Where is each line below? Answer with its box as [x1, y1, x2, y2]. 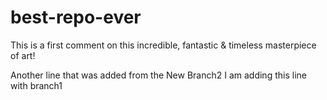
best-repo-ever [10, 6, 142, 29]
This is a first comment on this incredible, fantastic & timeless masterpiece [10, 39, 317, 51]
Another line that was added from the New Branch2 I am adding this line [10, 69, 307, 81]
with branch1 [10, 79, 63, 91]
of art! [10, 49, 36, 61]
